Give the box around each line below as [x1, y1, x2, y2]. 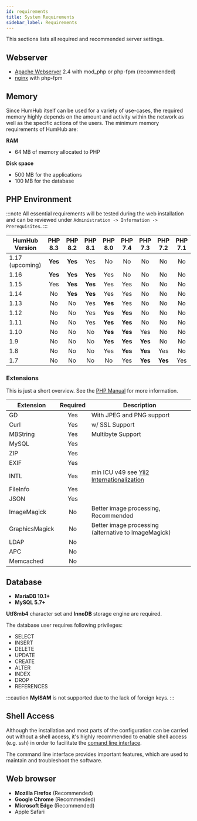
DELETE [14, 645, 35, 652]
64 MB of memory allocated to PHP [14, 148, 101, 156]
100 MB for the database [14, 177, 74, 184]
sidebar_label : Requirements [6, 19, 77, 25]
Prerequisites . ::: [6, 222, 48, 229]
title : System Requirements [6, 14, 75, 20]
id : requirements [6, 8, 49, 15]
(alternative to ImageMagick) [91, 529, 171, 537]
